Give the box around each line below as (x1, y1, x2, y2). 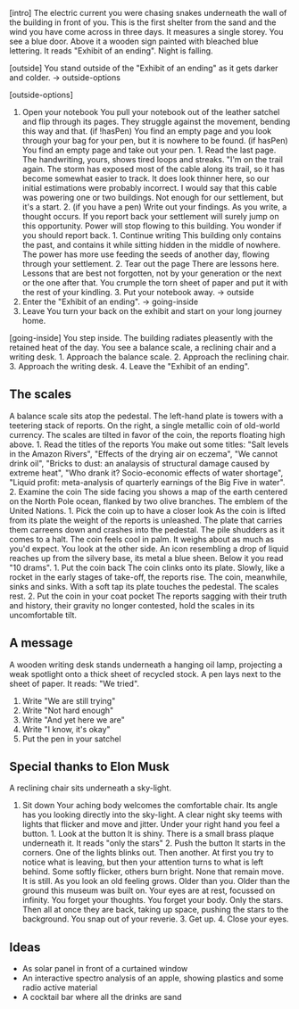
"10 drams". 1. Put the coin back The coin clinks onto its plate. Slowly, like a (9, 562, 286, 573)
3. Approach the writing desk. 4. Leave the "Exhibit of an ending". (9, 361, 250, 371)
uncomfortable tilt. (9, 609, 78, 620)
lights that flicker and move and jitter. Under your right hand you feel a (21, 819, 280, 830)
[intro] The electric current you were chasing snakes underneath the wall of (9, 8, 287, 18)
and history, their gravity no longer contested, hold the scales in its (9, 600, 255, 610)
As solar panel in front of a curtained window (21, 964, 188, 974)
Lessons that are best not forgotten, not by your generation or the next (21, 268, 283, 278)
